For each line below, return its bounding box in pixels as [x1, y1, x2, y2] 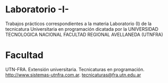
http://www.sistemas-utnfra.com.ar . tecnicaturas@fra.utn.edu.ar [5, 72, 141, 78]
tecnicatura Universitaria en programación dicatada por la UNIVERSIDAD [5, 26, 159, 32]
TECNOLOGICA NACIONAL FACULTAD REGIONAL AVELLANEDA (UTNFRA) [5, 31, 163, 37]
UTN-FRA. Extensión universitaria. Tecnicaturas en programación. [5, 66, 145, 72]
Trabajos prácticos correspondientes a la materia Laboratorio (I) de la [5, 20, 152, 27]
